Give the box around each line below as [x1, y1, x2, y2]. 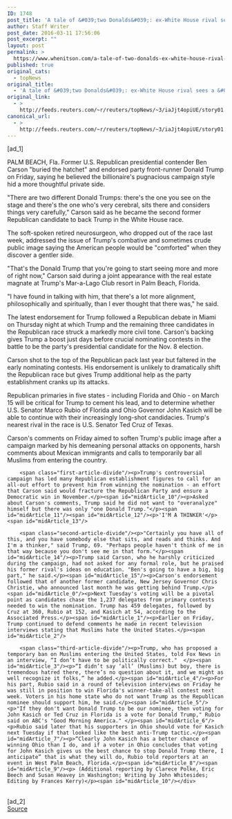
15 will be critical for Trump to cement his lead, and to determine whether [7, 399, 215, 407]
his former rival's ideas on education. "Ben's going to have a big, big [7, 566, 224, 574]
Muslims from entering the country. [7, 456, 108, 464]
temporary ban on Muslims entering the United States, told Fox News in [7, 651, 221, 658]
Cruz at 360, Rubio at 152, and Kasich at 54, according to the [7, 609, 196, 616]
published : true [7, 62, 54, 68]
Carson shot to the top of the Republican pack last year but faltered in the [7, 356, 216, 364]
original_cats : [7, 68, 51, 75]
